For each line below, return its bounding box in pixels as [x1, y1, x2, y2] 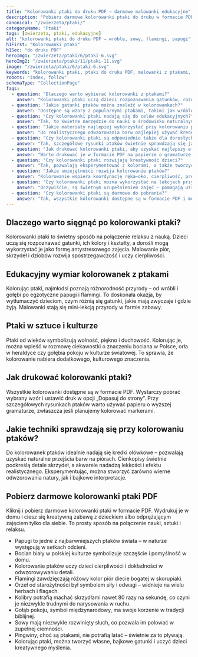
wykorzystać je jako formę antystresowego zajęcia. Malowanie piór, [6, 246, 171, 253]
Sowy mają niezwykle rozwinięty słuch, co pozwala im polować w [14, 619, 174, 626]
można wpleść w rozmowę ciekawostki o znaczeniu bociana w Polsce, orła [6, 342, 189, 349]
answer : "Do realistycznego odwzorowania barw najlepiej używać [16, 130, 178, 136]
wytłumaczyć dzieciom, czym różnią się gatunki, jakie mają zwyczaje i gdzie [6, 297, 192, 305]
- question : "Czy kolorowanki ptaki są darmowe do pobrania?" [11, 190, 167, 196]
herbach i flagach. [14, 588, 60, 595]
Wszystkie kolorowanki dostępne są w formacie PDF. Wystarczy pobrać [6, 388, 181, 395]
